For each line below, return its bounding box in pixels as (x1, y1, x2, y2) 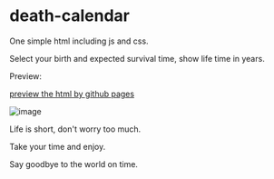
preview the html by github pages (9, 88, 134, 99)
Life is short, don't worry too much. (9, 124, 142, 134)
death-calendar (9, 5, 130, 26)
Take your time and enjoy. (9, 141, 106, 152)
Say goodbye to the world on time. (9, 158, 139, 169)
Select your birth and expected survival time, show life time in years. (9, 53, 265, 64)
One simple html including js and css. (9, 35, 149, 46)
